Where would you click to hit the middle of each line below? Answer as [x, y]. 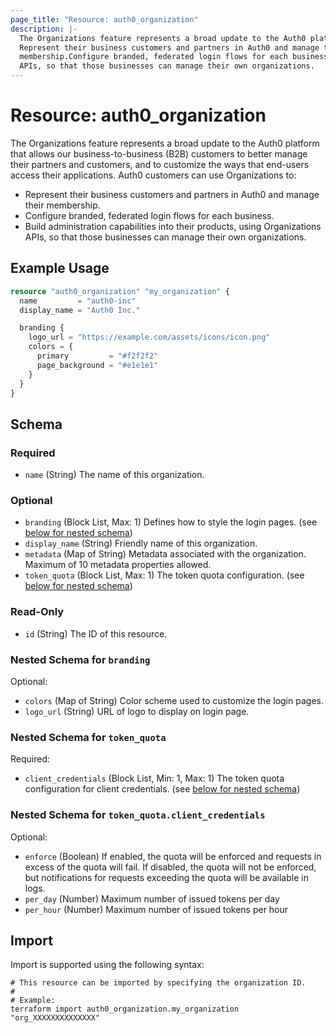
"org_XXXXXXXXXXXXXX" [55, 1018]
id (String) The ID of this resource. [96, 633]
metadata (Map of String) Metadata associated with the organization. [165, 554]
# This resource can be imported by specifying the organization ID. [158, 983]
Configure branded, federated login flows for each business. [149, 215]
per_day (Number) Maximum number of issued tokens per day [152, 898]
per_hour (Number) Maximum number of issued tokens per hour [156, 909]
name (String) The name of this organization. [114, 475]
